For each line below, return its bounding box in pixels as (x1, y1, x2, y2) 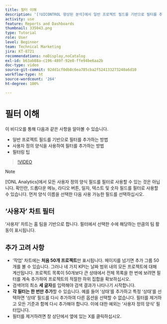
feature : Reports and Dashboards (5, 21, 75, 26)
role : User (5, 35, 28, 40)
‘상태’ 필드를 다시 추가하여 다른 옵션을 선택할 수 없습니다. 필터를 (25, 295, 149, 301)
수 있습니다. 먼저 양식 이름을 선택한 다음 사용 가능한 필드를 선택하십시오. (5, 191, 144, 197)
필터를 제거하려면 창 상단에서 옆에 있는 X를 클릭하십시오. (12, 314, 122, 320)
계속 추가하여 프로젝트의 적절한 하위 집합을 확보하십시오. (21, 276, 131, 282)
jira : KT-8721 (5, 49, 35, 54)
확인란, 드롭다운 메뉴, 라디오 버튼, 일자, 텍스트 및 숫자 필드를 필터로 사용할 (15, 185, 159, 191)
